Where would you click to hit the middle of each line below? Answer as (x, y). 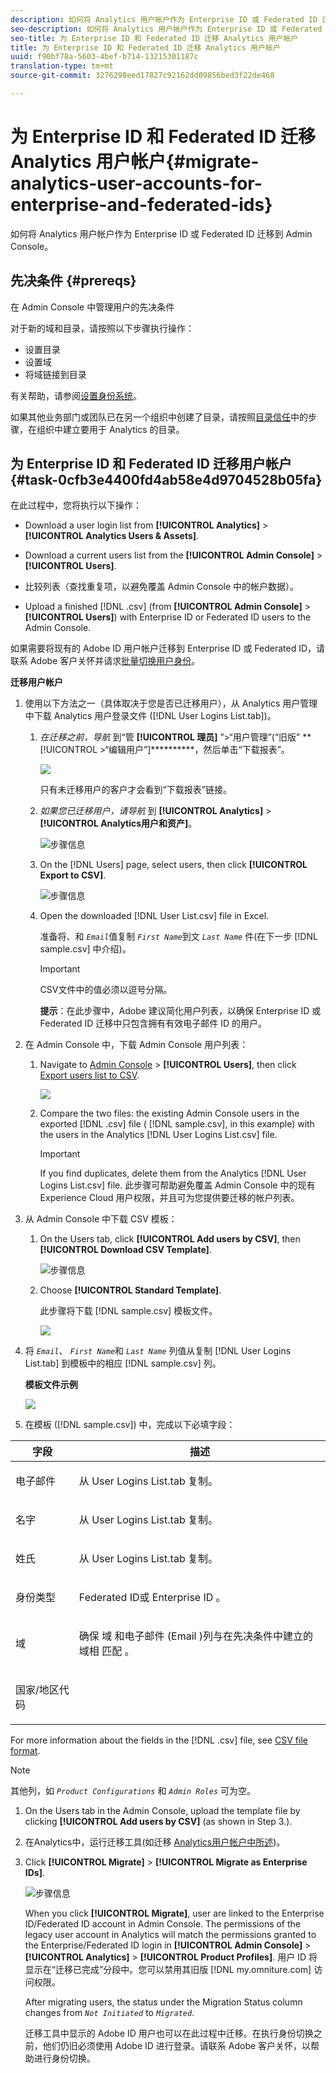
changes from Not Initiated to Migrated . (109, 2013)
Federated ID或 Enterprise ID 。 (152, 1598)
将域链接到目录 (55, 374)
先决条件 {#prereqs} (73, 281)
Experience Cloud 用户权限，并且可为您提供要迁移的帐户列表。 (169, 1198)
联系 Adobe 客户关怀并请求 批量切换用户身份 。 (105, 661)
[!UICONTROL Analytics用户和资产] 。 (118, 823)
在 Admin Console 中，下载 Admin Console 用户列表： (136, 1045)
